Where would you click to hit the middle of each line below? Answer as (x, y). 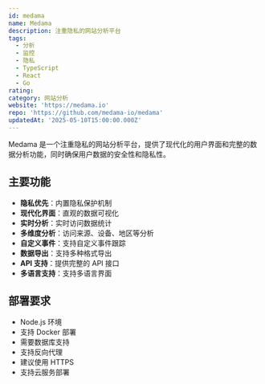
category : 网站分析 (39, 98)
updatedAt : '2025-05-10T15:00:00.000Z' (75, 121)
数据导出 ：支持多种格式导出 (66, 253)
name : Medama (30, 23)
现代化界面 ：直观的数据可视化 (69, 213)
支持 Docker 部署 (48, 332)
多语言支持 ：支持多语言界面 (66, 273)
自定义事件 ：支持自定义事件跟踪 (73, 243)
